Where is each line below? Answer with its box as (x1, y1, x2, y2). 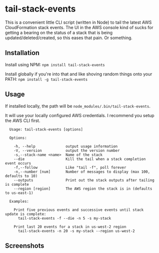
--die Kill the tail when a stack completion (14, 156, 146, 162)
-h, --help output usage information (14, 144, 118, 149)
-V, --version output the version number (14, 148, 120, 153)
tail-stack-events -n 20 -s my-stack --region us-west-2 (17, 228, 135, 233)
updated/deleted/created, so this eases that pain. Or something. (5, 35, 133, 41)
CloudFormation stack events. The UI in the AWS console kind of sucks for (5, 24, 154, 30)
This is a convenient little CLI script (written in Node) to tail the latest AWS (5, 19, 152, 25)
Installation (5, 49, 40, 57)
